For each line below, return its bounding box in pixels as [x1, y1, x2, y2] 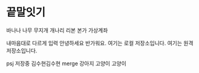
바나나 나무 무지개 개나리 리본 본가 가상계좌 [6, 27, 108, 34]
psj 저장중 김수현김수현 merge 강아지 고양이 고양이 [6, 60, 127, 67]
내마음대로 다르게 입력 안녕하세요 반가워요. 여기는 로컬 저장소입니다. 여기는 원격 [6, 39, 194, 46]
